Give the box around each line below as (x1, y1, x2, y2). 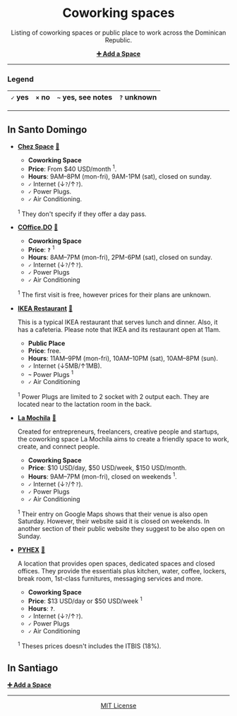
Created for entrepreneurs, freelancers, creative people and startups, (17, 427, 219, 436)
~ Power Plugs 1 (28, 369, 74, 378)
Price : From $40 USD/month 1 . (28, 164, 117, 173)
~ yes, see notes (56, 93, 113, 102)
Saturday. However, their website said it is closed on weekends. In (17, 517, 210, 525)
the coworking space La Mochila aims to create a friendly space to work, (17, 434, 229, 443)
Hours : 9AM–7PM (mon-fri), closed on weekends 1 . (28, 471, 178, 481)
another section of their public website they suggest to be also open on (17, 525, 226, 533)
